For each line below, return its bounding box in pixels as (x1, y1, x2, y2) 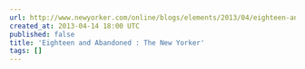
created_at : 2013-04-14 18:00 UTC (9, 22, 141, 30)
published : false (9, 30, 75, 39)
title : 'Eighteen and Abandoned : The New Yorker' (9, 38, 205, 47)
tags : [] (9, 47, 43, 56)
